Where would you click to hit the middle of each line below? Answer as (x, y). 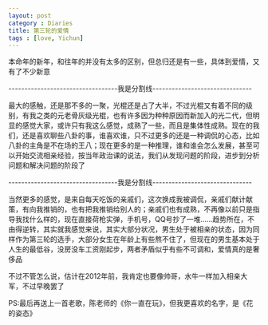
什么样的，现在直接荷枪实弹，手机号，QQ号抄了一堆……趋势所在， (138, 220)
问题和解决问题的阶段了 (47, 165)
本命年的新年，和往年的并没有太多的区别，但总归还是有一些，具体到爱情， (130, 61)
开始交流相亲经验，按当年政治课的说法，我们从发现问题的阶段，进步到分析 (137, 156)
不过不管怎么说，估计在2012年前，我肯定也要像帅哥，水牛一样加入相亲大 (128, 276)
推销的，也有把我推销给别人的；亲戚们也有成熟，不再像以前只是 (148, 209)
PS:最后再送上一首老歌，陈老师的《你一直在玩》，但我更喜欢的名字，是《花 (131, 303)
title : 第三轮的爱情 (39, 30)
